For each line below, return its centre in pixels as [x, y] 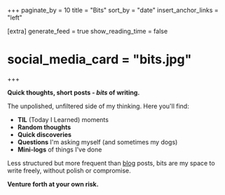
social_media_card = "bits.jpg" [100, 60]
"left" [15, 18]
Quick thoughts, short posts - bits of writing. [74, 92]
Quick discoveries [45, 134]
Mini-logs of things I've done [60, 149]
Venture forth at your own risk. [53, 184]
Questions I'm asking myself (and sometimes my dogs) [97, 142]
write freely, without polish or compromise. [69, 170]
